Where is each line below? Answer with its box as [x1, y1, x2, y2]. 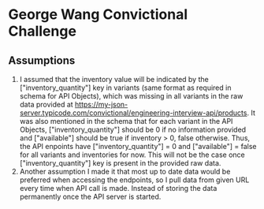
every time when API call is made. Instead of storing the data [19, 184, 218, 192]
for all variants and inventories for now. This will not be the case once [19, 150, 246, 159]
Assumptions [8, 54, 76, 67]
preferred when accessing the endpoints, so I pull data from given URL [19, 175, 250, 185]
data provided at [19, 100, 73, 109]
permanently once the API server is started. [19, 192, 162, 201]
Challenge [8, 22, 77, 40]
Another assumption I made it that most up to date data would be [19, 167, 231, 176]
